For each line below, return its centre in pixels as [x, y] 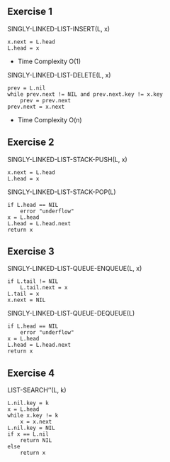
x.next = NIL [27, 300]
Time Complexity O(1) [49, 61]
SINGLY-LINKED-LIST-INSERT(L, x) [59, 28]
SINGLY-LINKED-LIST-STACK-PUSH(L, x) [67, 159]
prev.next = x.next [36, 107]
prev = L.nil [27, 88]
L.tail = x [23, 294]
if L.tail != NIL [33, 281]
